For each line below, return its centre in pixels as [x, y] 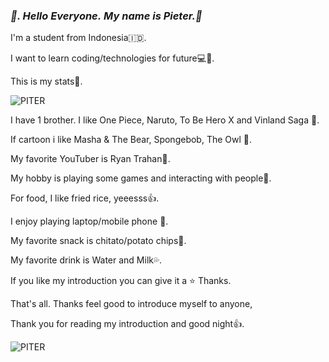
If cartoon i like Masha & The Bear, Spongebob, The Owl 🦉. [131, 140]
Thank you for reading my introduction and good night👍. [127, 324]
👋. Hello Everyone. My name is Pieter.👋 [106, 16]
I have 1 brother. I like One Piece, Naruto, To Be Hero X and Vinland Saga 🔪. [165, 120]
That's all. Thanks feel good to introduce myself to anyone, [131, 304]
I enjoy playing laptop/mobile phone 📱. [89, 221]
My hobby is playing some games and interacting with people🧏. [141, 178]
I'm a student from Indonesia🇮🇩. [78, 38]
